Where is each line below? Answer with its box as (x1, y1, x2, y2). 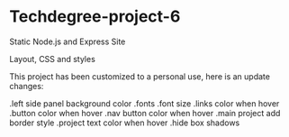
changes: (9, 80, 44, 91)
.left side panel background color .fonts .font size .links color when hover (9, 97, 280, 109)
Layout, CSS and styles (9, 53, 96, 64)
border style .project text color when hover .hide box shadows (9, 117, 240, 128)
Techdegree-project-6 (9, 6, 181, 27)
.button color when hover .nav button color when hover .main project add (9, 107, 281, 118)
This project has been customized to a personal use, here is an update (9, 70, 270, 82)
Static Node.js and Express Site (9, 36, 126, 47)
